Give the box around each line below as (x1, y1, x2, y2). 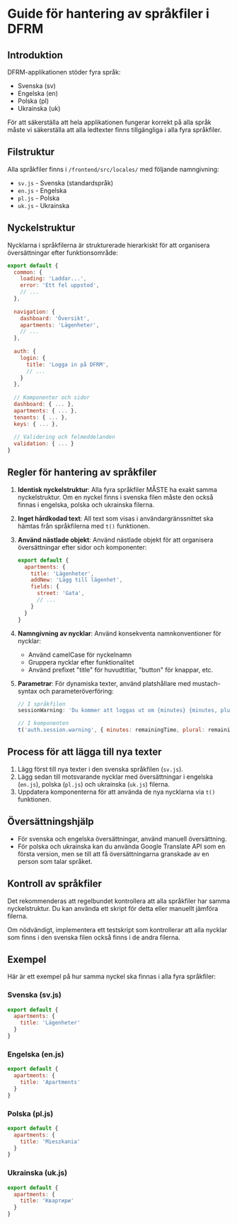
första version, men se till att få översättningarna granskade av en (17, 849, 210, 858)
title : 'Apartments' (20, 1078, 81, 1086)
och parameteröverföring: (38, 687, 115, 695)
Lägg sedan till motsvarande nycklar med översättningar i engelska (17, 772, 214, 781)
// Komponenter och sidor (13, 394, 91, 401)
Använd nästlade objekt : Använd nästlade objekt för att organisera (17, 535, 214, 544)
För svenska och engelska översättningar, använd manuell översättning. (17, 834, 227, 843)
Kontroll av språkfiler (7, 878, 103, 890)
